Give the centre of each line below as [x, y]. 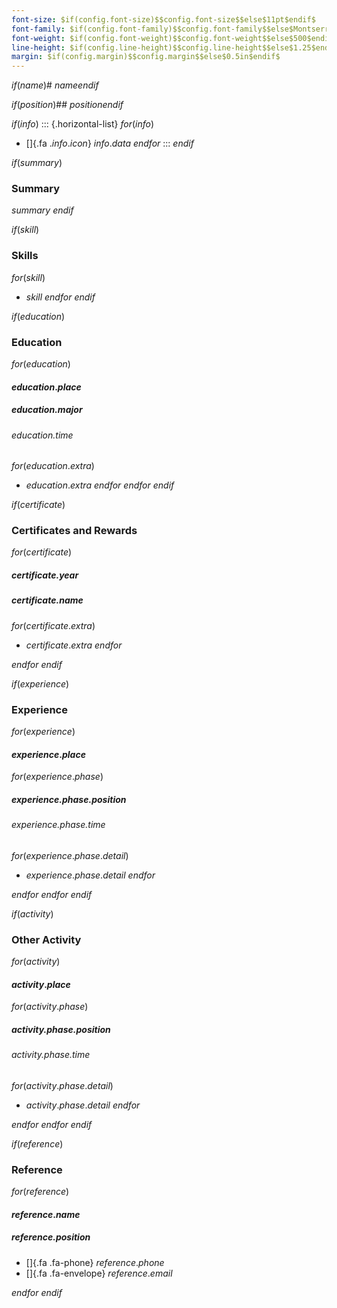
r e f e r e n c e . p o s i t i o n [51, 1237]
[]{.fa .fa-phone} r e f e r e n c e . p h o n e [95, 1262]
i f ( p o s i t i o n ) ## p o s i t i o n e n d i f [67, 105]
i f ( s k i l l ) [25, 230]
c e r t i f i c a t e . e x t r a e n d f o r [74, 645]
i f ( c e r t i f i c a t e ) [38, 505]
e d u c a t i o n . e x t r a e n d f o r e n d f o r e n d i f [100, 485]
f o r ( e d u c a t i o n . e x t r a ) [53, 466]
